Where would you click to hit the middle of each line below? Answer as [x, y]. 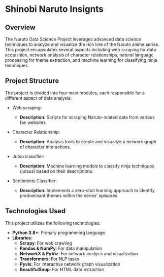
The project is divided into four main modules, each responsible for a [75, 93]
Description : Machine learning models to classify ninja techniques [87, 166]
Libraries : [22, 237]
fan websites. [33, 122]
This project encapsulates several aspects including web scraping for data [81, 50]
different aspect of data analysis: [38, 98]
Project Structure [32, 81]
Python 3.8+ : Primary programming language [59, 233]
